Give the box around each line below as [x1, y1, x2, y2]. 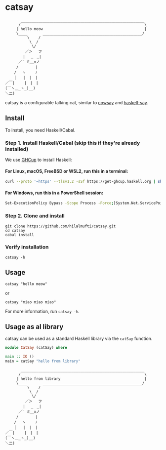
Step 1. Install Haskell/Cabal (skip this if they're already [5, 139, 140, 146]
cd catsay [5, 228, 26, 233]
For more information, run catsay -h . [5, 308, 80, 314]
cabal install [5, 232, 35, 237]
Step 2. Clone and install [5, 212, 65, 219]
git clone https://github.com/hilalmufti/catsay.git [5, 224, 116, 229]
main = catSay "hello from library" [5, 359, 81, 364]
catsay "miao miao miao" [5, 299, 56, 305]
